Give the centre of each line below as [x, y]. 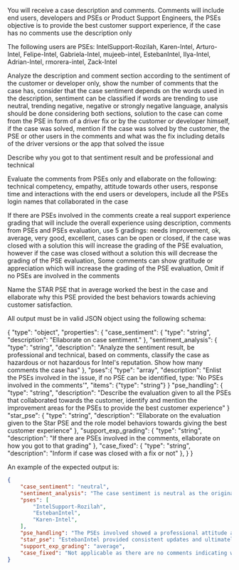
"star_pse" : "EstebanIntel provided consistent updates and [111, 539]
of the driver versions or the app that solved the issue [86, 144]
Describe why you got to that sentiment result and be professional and [111, 157]
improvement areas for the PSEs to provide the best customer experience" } [118, 408]
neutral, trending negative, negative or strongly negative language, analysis [118, 106]
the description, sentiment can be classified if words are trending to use [113, 98]
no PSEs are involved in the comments [64, 276]
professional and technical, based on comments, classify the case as [108, 355]
